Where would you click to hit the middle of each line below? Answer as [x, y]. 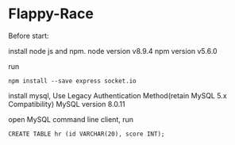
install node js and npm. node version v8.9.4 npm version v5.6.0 [113, 51]
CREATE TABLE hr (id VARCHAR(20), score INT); [87, 134]
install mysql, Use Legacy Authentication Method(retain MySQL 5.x [118, 95]
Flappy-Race [51, 14]
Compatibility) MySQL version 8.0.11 [67, 104]
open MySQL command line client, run [71, 119]
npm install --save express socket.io [72, 81]
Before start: [29, 36]
